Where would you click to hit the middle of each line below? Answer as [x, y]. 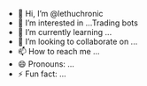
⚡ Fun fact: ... [42, 74]
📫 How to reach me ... [58, 51]
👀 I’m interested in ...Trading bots [78, 23]
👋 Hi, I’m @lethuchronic [60, 14]
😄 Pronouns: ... [46, 64]
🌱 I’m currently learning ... [65, 32]
